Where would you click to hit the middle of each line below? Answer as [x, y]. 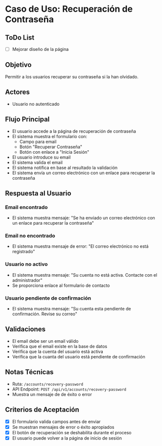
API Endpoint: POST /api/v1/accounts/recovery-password [69, 389]
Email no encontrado [30, 236]
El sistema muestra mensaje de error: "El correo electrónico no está [80, 246]
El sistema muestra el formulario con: [49, 136]
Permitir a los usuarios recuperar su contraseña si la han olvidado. [72, 76]
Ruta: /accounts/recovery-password [47, 384]
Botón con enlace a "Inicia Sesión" [54, 152]
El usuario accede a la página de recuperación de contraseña [74, 131]
